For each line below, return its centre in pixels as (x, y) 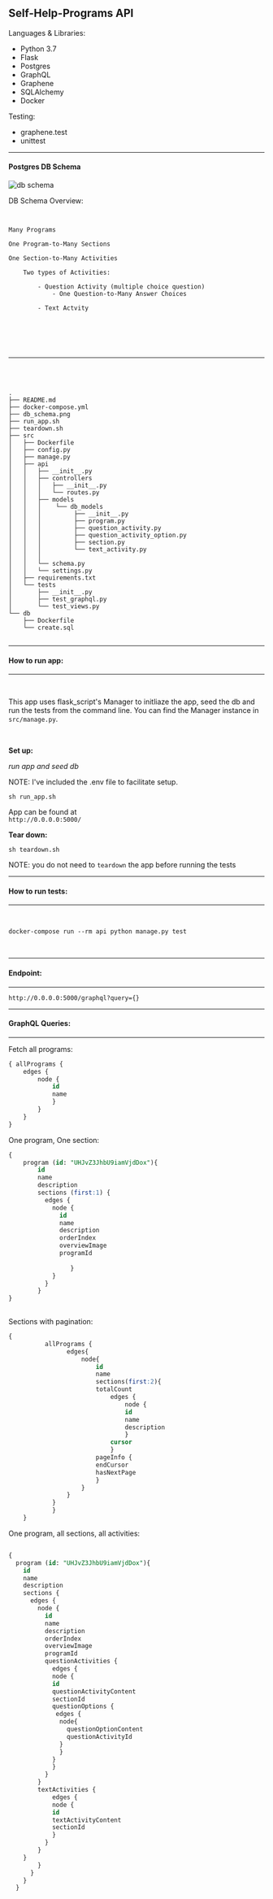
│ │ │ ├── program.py (67, 521)
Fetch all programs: (41, 1049)
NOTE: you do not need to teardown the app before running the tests (122, 865)
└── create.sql (49, 628)
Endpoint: (25, 973)
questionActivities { (81, 1662)
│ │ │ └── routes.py (54, 493)
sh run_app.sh (32, 797)
